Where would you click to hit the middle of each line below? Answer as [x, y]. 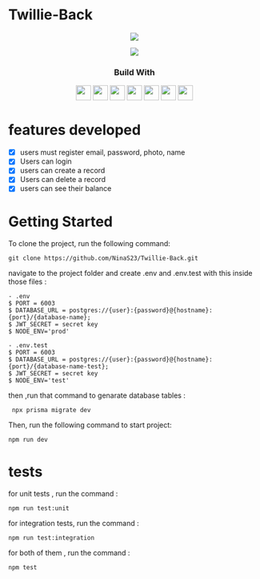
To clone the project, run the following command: [89, 244]
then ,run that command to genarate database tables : [97, 395]
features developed [75, 130]
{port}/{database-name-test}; [59, 366]
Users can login [46, 161]
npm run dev [28, 440]
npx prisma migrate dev [51, 411]
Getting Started [61, 221]
